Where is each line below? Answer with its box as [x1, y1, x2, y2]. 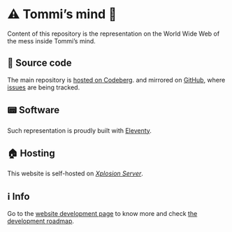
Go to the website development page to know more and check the [7, 210, 198, 218]
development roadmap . [7, 217, 75, 226]
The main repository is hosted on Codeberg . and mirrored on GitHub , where [7, 75, 226, 84]
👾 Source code [7, 57, 72, 69]
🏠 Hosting [7, 147, 55, 159]
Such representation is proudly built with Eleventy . [7, 126, 152, 135]
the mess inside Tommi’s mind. [7, 36, 96, 45]
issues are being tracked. [7, 83, 80, 92]
